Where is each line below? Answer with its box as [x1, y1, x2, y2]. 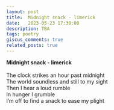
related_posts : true [6, 43, 59, 49]
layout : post [6, 8, 39, 15]
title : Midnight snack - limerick [6, 14, 96, 20]
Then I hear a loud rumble [6, 84, 71, 91]
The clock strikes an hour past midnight [6, 72, 105, 79]
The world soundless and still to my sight [6, 78, 109, 85]
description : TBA [6, 25, 50, 32]
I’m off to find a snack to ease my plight [6, 97, 104, 104]
